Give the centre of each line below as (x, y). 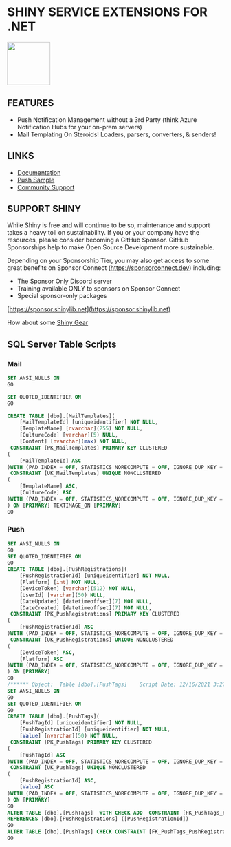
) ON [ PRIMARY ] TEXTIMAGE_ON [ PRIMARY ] (64, 505)
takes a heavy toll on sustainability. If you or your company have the (103, 233)
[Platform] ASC (41, 659)
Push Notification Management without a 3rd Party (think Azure (107, 119)
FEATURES (31, 103)
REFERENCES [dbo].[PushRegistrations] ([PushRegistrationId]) (98, 819)
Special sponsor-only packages (62, 296)
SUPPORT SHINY (44, 208)
